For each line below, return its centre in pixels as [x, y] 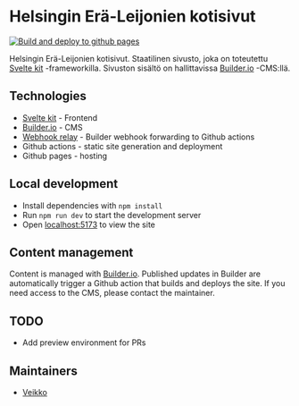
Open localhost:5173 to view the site [89, 224]
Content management [71, 252]
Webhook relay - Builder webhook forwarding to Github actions [138, 137]
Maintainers [44, 371]
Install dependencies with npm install [92, 205]
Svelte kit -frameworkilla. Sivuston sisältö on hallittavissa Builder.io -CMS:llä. [150, 68]
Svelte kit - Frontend [60, 117]
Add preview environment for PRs [84, 343]
